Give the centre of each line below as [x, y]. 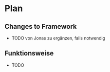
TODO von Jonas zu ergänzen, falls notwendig [58, 38]
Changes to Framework [41, 27]
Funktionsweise [29, 53]
